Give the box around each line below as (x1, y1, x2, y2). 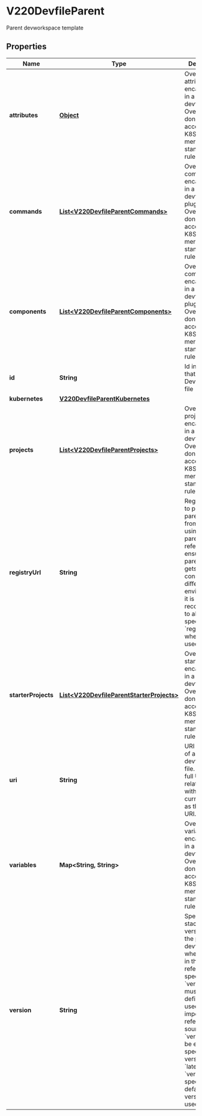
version (9, 1006, 32, 1014)
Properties (6, 42, 47, 52)
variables (9, 860, 37, 869)
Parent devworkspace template (6, 24, 84, 31)
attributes (9, 111, 38, 119)
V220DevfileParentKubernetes (59, 394, 150, 402)
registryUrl (9, 568, 41, 576)
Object (59, 111, 79, 119)
